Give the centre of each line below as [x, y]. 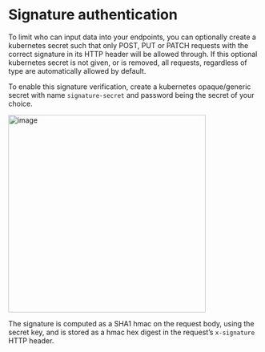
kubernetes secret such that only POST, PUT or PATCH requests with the [128, 45]
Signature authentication [93, 15]
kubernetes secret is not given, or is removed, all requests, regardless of [128, 63]
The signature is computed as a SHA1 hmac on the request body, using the [131, 323]
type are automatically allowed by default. [77, 71]
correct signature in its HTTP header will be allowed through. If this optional [133, 54]
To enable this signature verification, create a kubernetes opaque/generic [130, 87]
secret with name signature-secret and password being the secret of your [131, 95]
